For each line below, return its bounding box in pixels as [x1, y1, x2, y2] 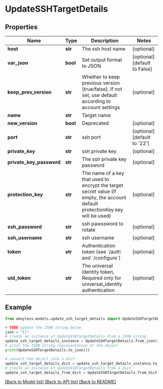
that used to [81, 176, 109, 182]
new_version [7, 120, 37, 126]
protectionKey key [81, 206, 124, 213]
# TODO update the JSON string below [5, 325, 81, 330]
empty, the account [81, 194, 127, 201]
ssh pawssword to [81, 220, 124, 227]
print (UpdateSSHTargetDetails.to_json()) [5, 348, 90, 353]
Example [5, 303, 32, 311]
